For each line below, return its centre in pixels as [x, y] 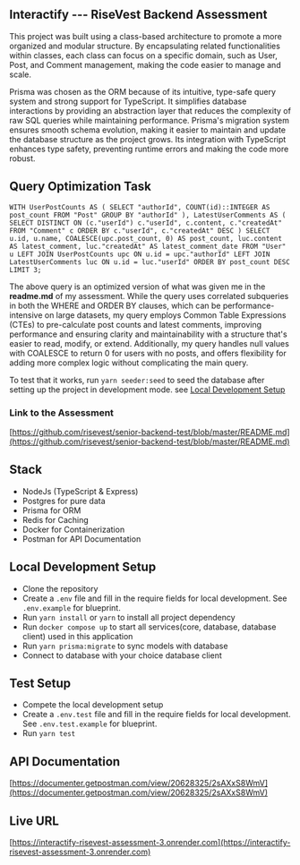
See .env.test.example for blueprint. [90, 724]
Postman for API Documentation [81, 539]
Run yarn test [49, 733]
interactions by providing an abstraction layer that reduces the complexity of [150, 110]
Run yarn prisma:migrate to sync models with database [125, 646]
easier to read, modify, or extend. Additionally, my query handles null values [149, 343]
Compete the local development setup [93, 705]
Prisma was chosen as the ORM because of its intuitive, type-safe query [142, 91]
